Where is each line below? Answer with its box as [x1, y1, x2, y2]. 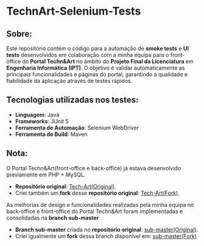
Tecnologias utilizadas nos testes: [6, 95, 139, 105]
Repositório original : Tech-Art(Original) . [15, 183, 116, 190]
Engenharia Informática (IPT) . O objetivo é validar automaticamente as [6, 64, 185, 71]
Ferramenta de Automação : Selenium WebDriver [15, 124, 139, 131]
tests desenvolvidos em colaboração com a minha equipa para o [6, 51, 169, 59]
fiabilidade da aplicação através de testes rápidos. [6, 78, 133, 84]
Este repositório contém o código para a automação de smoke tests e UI [6, 45, 189, 52]
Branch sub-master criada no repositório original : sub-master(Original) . [15, 226, 199, 233]
